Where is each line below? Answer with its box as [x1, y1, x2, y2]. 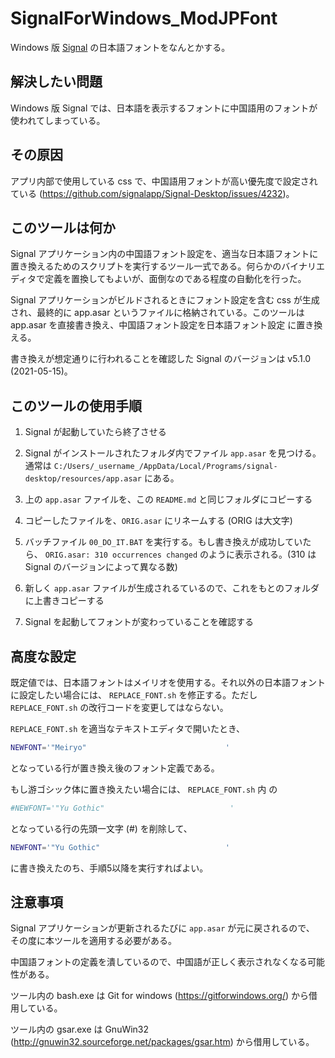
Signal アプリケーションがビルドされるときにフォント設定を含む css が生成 [10, 294, 320, 306]
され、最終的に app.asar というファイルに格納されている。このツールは [10, 307, 305, 319]
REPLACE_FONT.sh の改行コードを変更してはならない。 [10, 702, 229, 713]
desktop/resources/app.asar [24, 474, 142, 484]
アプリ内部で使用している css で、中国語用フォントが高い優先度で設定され [10, 175, 318, 187]
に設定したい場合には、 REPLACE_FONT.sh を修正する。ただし [10, 689, 258, 701]
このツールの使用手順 [10, 397, 142, 414]
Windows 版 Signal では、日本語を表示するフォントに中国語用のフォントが [10, 102, 318, 114]
